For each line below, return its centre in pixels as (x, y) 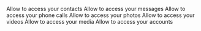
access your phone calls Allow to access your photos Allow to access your (100, 15)
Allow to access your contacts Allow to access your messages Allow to (96, 9)
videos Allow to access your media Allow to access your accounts (90, 22)
